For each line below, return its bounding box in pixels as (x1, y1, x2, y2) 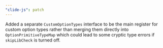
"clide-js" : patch (5, 7, 44, 12)
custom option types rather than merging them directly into (5, 26, 129, 32)
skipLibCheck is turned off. (5, 37, 61, 43)
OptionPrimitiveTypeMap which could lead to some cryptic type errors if (5, 31, 155, 37)
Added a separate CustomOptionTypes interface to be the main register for (5, 21, 158, 27)
